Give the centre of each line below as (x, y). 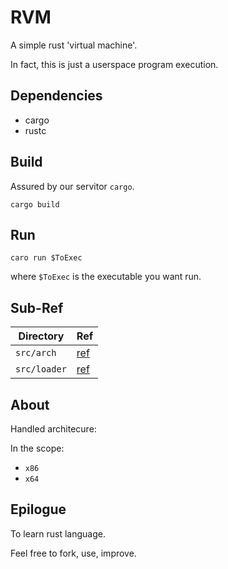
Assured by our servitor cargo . (72, 186)
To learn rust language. (58, 533)
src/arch (36, 353)
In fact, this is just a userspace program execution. (114, 64)
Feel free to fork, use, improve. (73, 553)
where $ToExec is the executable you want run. (106, 277)
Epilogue (38, 509)
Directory (41, 336)
